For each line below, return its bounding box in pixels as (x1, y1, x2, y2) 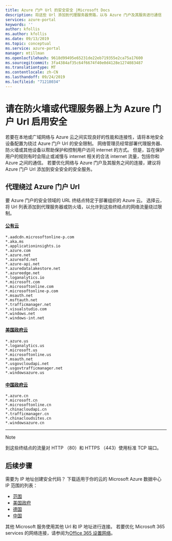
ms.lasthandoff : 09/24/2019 (5, 75, 66, 80)
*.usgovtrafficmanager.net (5, 366, 63, 371)
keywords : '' (5, 22, 33, 27)
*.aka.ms (5, 239, 24, 244)
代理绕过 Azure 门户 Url (5, 183, 80, 191)
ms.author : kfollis (5, 31, 47, 37)
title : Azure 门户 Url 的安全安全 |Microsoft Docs (5, 7, 110, 13)
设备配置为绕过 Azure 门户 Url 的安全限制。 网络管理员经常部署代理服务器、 (5, 140, 165, 147)
